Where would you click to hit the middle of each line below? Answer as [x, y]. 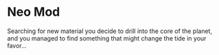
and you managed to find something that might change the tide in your [107, 38]
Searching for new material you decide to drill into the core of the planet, [110, 31]
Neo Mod [34, 12]
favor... [17, 45]
